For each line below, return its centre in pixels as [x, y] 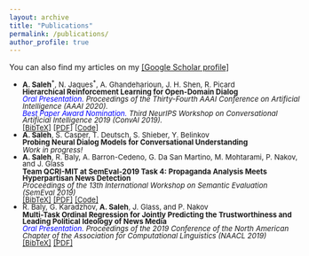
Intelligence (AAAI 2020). [65, 106]
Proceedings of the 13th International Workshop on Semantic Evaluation [145, 186]
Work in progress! [52, 150]
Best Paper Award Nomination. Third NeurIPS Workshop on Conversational [150, 113]
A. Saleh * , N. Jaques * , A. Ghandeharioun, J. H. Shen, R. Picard [128, 84]
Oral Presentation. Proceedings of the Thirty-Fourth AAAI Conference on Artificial [161, 99]
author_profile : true [49, 42]
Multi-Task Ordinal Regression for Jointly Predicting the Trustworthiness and [157, 214]
